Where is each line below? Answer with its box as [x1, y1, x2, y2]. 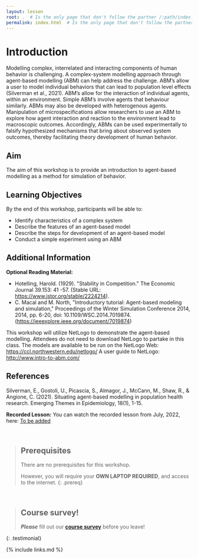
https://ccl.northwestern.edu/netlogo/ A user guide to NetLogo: [6, 348, 160, 355]
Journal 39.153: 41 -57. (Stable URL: [14, 286, 101, 293]
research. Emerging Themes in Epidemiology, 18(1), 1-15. [6, 399, 143, 406]
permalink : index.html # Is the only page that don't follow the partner [6, 19, 194, 25]
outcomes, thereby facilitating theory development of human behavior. [6, 133, 177, 141]
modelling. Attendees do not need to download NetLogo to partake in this [6, 335, 184, 342]
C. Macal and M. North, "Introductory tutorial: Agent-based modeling [14, 299, 182, 306]
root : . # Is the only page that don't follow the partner [6, 14, 157, 20]
